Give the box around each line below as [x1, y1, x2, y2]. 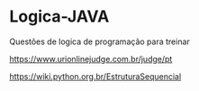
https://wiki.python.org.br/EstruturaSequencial [9, 70, 182, 82]
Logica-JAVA [9, 6, 110, 27]
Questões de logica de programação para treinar [9, 36, 191, 47]
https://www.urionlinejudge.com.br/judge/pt [9, 53, 173, 64]
